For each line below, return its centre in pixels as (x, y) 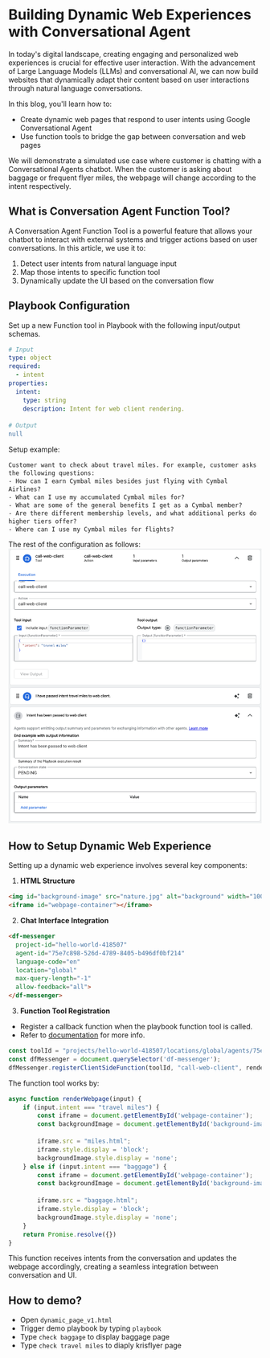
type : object (30, 358)
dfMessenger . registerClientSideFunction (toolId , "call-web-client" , (125, 1068)
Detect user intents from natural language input (98, 264)
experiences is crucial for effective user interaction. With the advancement (132, 63)
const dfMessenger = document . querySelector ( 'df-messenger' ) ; (115, 1059)
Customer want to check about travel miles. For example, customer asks (133, 465)
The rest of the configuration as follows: (74, 545)
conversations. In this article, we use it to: (77, 247)
